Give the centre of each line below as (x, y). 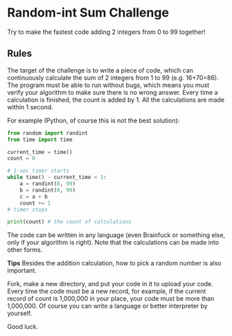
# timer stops (28, 209)
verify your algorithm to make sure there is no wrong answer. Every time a (113, 92)
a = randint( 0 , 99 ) (48, 184)
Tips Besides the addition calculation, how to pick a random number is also (114, 263)
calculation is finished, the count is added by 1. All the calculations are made (116, 100)
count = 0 (21, 158)
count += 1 (35, 203)
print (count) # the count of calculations (69, 222)
